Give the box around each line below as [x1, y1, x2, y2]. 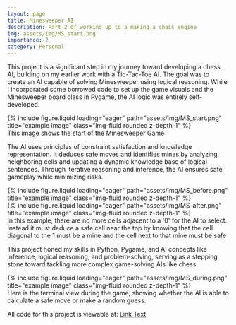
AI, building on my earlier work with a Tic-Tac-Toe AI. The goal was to [7, 70, 210, 78]
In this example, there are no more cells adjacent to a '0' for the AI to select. [7, 216, 228, 225]
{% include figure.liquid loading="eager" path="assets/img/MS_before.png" [7, 187, 228, 194]
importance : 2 [7, 37, 49, 44]
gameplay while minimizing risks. [7, 172, 104, 181]
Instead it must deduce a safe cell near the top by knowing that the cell [7, 224, 213, 232]
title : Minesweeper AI [7, 17, 74, 24]
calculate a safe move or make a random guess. [7, 296, 147, 305]
